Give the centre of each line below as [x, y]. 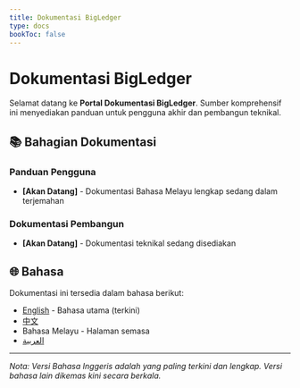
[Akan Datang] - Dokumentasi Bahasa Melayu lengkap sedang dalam [150, 191]
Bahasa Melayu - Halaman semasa [86, 331]
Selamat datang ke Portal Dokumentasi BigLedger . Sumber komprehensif [146, 103]
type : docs [29, 26]
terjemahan [43, 201]
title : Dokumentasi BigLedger [66, 17]
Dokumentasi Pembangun [67, 224]
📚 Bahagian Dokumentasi [83, 142]
